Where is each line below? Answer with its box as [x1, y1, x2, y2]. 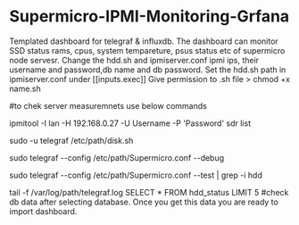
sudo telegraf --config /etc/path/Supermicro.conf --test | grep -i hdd [9, 170, 263, 180]
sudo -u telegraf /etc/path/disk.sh [9, 135, 134, 146]
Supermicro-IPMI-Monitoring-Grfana [9, 6, 290, 27]
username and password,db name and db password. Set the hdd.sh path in [9, 64, 287, 75]
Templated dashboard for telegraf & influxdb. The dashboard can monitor [9, 36, 278, 46]
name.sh [9, 83, 42, 94]
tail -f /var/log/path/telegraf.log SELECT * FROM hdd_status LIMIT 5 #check [9, 187, 289, 197]
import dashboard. [9, 205, 78, 216]
